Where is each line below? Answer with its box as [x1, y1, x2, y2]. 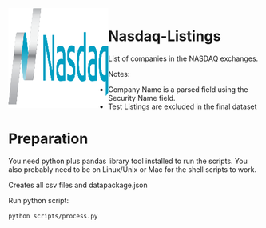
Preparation [8, 130, 89, 148]
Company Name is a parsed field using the [108, 84, 249, 94]
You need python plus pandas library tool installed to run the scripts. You [8, 156, 248, 166]
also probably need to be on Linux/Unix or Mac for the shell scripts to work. [8, 164, 257, 174]
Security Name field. [108, 93, 176, 102]
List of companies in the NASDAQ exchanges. [108, 54, 259, 63]
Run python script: [8, 195, 69, 205]
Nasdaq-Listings [108, 27, 221, 46]
